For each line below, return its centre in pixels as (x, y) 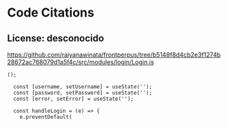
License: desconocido (56, 38)
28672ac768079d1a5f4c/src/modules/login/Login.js (81, 62)
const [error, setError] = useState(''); (74, 99)
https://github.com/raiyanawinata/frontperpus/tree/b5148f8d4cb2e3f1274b (114, 55)
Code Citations (51, 13)
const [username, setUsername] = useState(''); (83, 87)
